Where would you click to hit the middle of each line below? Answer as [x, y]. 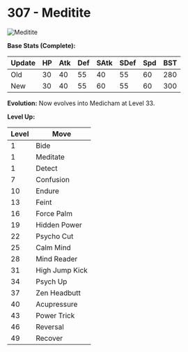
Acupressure [57, 304]
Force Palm [54, 213]
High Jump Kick [62, 270]
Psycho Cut [55, 236]
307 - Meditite [49, 13]
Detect [47, 168]
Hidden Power [59, 224]
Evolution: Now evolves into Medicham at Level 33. [81, 103]
